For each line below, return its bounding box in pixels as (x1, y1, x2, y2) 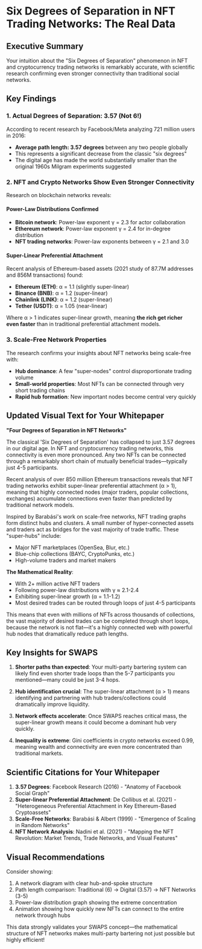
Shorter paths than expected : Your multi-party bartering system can (14, 663, 187, 670)
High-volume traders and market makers (14, 556, 116, 564)
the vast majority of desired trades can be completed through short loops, (6, 617, 190, 625)
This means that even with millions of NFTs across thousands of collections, (6, 611, 195, 618)
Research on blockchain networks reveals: (6, 191, 112, 198)
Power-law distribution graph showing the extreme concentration (14, 898, 177, 906)
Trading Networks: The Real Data (6, 17, 176, 31)
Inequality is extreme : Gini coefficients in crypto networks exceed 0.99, (14, 737, 195, 744)
